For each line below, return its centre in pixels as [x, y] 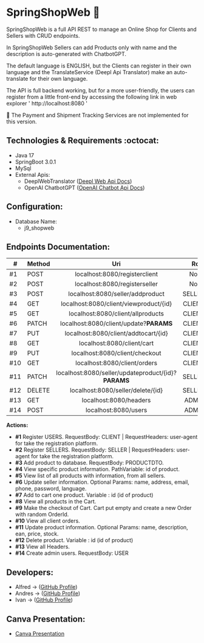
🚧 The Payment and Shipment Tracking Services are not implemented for [98, 115]
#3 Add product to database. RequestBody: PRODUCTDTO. [89, 463]
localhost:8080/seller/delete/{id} [116, 390]
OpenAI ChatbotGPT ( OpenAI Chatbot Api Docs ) [84, 187]
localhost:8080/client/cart [116, 343]
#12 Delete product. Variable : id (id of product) [74, 540]
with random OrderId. [42, 514]
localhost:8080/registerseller [116, 284]
